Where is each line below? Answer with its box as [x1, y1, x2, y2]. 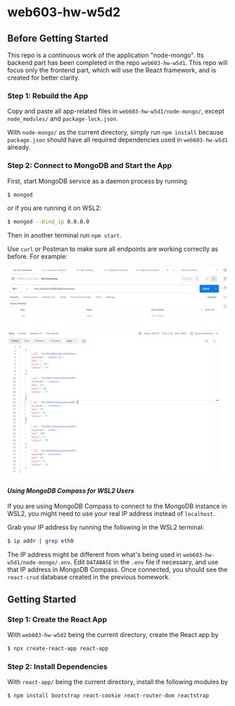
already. [7, 143, 31, 151]
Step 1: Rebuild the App [7, 91, 89, 101]
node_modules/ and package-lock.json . [7, 114, 118, 123]
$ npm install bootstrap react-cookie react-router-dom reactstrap [7, 692, 210, 700]
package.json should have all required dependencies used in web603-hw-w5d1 [7, 135, 229, 144]
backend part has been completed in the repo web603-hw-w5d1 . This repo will [7, 58, 228, 67]
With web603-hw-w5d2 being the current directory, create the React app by [7, 631, 219, 639]
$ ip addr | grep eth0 [7, 538, 74, 545]
